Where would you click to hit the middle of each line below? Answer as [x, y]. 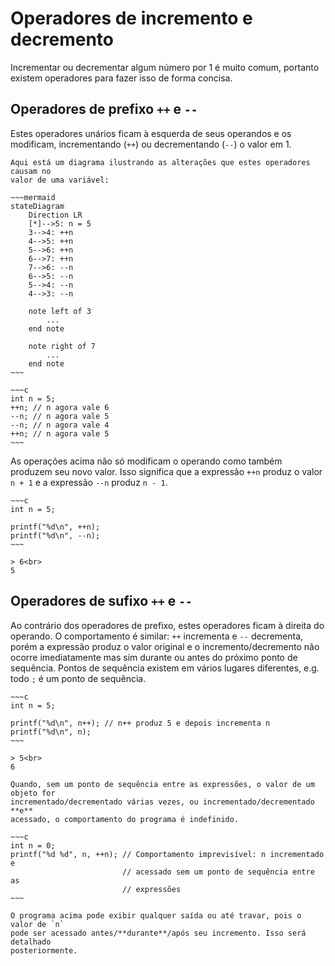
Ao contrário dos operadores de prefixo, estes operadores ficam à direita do [167, 625]
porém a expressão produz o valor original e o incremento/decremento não [165, 646]
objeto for [33, 793]
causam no [31, 171]
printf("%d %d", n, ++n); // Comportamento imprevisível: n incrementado [167, 854]
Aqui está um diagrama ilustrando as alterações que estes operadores [160, 162]
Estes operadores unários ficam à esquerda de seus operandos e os [151, 133]
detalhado [31, 942]
